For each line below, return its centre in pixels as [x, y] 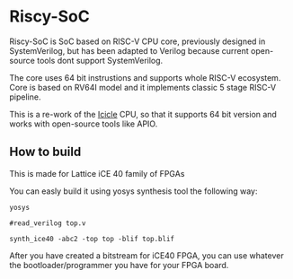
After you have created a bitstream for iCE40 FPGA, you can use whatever [147, 255]
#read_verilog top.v [48, 223]
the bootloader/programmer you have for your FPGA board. [119, 265]
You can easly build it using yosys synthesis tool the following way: [133, 191]
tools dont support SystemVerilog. [100, 60]
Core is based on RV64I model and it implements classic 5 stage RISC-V [143, 87]
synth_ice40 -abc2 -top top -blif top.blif [92, 239]
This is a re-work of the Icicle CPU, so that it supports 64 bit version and [143, 114]
